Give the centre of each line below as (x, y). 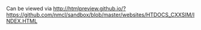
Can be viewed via (29, 9)
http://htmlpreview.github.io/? (89, 9)
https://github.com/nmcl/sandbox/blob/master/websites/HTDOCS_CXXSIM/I (100, 15)
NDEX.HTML (22, 21)
